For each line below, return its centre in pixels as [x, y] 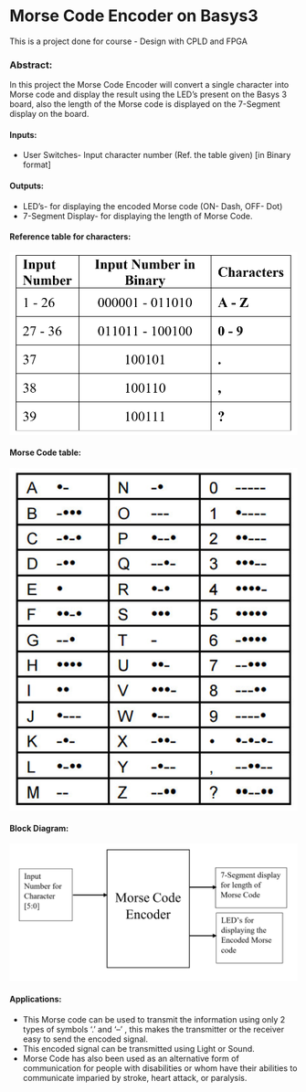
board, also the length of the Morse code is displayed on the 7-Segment [145, 104]
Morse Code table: [46, 452]
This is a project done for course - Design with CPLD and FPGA [129, 41]
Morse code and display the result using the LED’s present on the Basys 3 [148, 95]
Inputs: [23, 134]
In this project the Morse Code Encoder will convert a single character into [149, 85]
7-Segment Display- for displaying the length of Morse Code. [137, 216]
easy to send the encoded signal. [85, 1039]
